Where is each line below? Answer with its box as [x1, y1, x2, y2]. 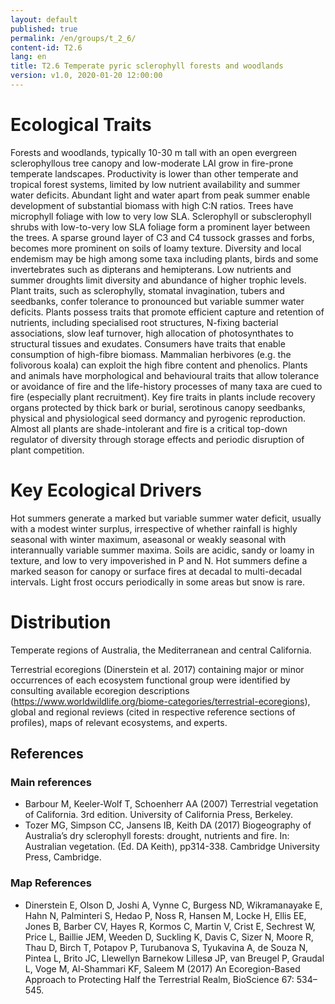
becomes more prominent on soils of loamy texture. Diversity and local [10, 242, 302, 254]
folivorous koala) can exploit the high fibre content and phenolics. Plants [10, 359, 308, 371]
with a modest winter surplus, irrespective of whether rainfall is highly [10, 522, 298, 535]
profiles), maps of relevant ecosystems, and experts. [10, 716, 228, 728]
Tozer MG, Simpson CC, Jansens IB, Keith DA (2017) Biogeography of [24, 819, 312, 831]
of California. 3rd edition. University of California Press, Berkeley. [24, 809, 294, 821]
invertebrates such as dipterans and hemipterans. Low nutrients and [10, 263, 292, 275]
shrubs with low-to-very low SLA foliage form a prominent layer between [10, 221, 311, 233]
